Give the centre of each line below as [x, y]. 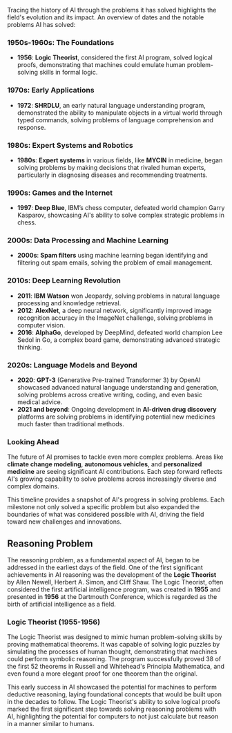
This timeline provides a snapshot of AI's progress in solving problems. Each [116, 499]
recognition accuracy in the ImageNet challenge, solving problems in [115, 318]
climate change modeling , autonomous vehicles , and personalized [105, 464]
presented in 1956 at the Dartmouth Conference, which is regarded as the [112, 597]
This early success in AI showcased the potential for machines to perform [112, 687]
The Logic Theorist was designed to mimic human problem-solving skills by [115, 637]
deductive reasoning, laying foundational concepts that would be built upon [115, 694]
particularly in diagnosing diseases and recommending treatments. [112, 175]
